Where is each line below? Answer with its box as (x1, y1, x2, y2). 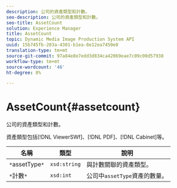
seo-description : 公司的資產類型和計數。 (6, 14, 101, 20)
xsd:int (49, 172, 72, 179)
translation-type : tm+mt (6, 48, 68, 54)
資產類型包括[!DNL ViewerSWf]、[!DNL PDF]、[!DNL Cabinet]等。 (6, 133, 168, 140)
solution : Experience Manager (6, 25, 82, 32)
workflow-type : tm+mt (6, 58, 60, 64)
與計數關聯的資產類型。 (86, 161, 153, 169)
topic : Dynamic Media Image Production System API (6, 36, 135, 42)
